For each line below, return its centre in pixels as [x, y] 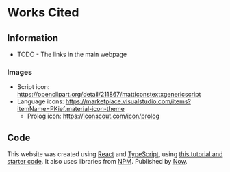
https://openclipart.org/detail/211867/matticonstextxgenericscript [109, 95]
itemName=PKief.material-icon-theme [71, 109]
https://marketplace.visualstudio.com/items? [128, 101]
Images [20, 72]
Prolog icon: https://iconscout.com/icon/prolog [93, 116]
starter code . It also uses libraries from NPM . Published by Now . [97, 162]
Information [33, 38]
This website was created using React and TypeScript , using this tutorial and [115, 154]
